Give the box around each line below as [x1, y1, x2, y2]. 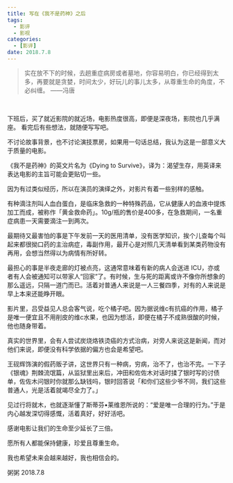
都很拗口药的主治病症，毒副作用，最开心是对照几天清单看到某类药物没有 [19, 240, 226, 248]
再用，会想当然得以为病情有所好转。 [7, 248, 111, 257]
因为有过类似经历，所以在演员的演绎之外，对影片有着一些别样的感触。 [7, 185, 208, 193]
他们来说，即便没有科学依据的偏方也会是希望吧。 [7, 345, 147, 353]
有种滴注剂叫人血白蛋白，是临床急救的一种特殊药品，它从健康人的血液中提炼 [7, 199, 226, 207]
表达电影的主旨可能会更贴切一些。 [7, 169, 105, 178]
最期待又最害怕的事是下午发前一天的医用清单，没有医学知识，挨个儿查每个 [7, 231, 220, 239]
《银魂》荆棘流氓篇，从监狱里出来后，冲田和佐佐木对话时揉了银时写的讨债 [7, 368, 220, 377]
